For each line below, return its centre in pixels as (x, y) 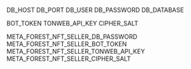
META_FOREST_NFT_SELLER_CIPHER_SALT (69, 59)
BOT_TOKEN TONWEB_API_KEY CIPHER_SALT (73, 23)
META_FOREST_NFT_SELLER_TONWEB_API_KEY (76, 51)
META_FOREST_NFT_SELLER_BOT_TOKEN (67, 44)
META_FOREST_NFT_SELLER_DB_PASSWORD (72, 37)
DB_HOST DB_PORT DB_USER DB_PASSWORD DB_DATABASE (95, 10)
